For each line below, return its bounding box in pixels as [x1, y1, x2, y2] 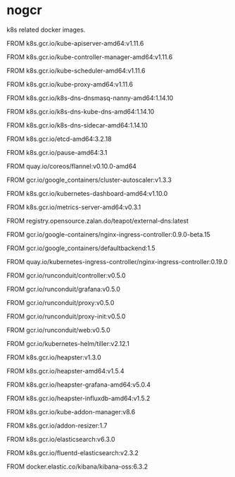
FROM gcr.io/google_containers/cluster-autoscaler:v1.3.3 [6, 175, 172, 184]
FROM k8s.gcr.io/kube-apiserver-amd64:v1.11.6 [6, 39, 144, 47]
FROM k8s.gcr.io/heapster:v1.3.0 [6, 353, 101, 361]
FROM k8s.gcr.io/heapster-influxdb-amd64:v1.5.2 [6, 394, 151, 402]
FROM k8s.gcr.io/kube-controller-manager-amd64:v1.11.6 [6, 52, 173, 61]
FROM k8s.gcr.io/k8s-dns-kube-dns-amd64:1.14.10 [6, 107, 155, 116]
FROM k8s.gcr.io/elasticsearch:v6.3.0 [6, 435, 115, 443]
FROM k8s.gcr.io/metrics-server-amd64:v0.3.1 [6, 203, 141, 211]
